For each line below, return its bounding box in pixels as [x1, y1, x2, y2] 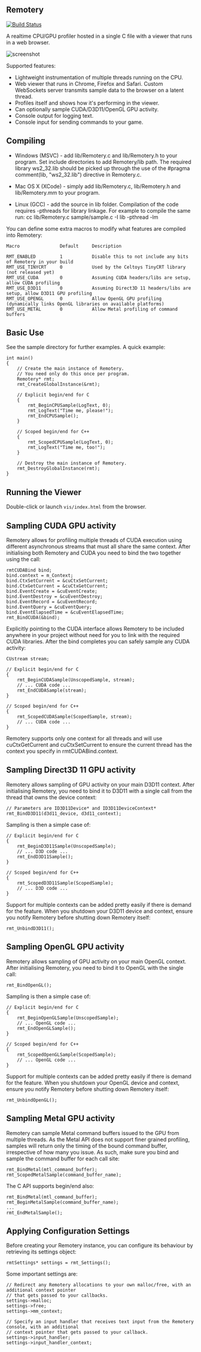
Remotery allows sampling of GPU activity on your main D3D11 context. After [6, 781, 195, 788]
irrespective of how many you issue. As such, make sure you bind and [6, 1148, 179, 1156]
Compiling [6, 136, 46, 146]
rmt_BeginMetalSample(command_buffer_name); [6, 1199, 119, 1205]
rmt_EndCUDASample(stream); [17, 687, 87, 693]
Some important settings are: [6, 1270, 78, 1277]
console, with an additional [6, 1324, 79, 1330]
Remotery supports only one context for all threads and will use [6, 735, 163, 742]
